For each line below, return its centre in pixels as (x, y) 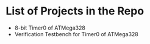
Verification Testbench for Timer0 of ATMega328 (76, 34)
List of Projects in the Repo (75, 11)
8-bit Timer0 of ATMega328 (50, 28)
